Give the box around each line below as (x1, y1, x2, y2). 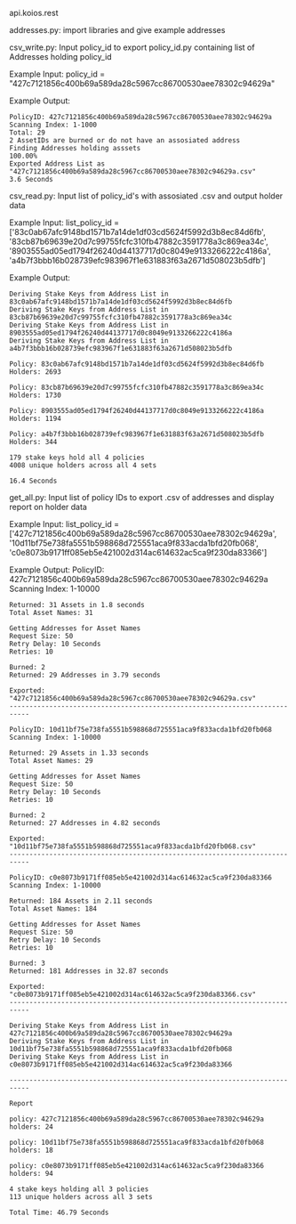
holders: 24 (9, 1123, 53, 1131)
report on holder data (9, 502, 87, 512)
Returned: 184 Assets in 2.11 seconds (9, 896, 153, 905)
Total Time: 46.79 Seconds (9, 1208, 109, 1217)
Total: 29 (9, 128, 46, 137)
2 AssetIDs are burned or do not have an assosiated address (9, 136, 241, 145)
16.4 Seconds (9, 476, 58, 485)
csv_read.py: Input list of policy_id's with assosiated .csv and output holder (9, 190, 284, 201)
